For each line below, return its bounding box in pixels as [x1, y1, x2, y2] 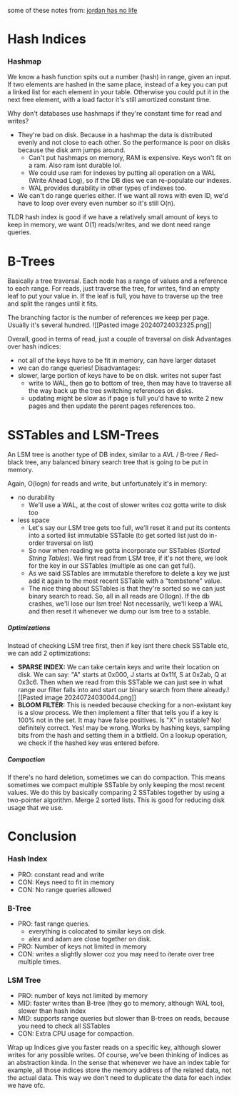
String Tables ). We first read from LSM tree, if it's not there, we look [28, 554, 228, 563]
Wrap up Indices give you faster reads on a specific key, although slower [7, 1043, 221, 1052]
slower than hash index [17, 1006, 86, 1015]
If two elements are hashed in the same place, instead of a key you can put [7, 80, 228, 89]
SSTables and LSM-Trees [7, 426, 159, 443]
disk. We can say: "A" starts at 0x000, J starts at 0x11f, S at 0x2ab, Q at [17, 671, 227, 679]
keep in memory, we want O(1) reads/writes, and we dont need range [7, 221, 210, 229]
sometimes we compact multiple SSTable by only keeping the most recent [7, 781, 225, 789]
